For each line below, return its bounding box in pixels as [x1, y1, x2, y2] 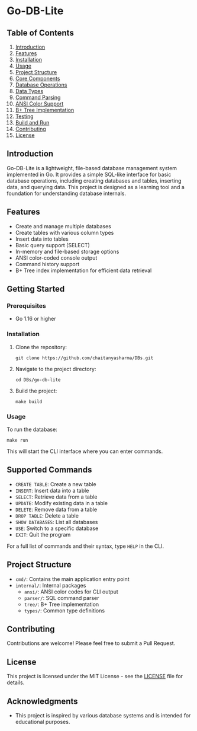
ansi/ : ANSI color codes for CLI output [24, 588, 118, 595]
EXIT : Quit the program [15, 531, 71, 538]
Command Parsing [15, 94, 61, 101]
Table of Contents [7, 28, 75, 38]
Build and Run [15, 119, 50, 126]
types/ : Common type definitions [24, 606, 105, 614]
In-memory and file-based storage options [15, 248, 120, 255]
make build [15, 398, 43, 404]
